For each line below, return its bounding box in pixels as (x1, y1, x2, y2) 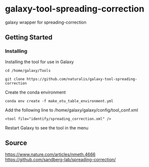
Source (5, 139, 28, 147)
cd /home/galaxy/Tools (5, 68, 51, 73)
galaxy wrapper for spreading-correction (5, 19, 87, 25)
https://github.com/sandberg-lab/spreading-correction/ (5, 157, 116, 163)
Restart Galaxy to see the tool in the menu (5, 125, 89, 131)
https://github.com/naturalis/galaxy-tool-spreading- (26, 76, 137, 82)
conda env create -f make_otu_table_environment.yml (5, 98, 114, 103)
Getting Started (5, 33, 53, 42)
